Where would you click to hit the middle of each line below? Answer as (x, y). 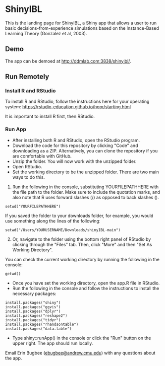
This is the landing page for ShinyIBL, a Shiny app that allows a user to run (81, 23)
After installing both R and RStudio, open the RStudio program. (76, 140)
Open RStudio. (27, 166)
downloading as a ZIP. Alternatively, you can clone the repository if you (85, 150)
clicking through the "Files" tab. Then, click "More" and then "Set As (82, 244)
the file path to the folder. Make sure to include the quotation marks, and (86, 192)
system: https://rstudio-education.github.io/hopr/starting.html (68, 107)
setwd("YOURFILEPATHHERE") (33, 206)
